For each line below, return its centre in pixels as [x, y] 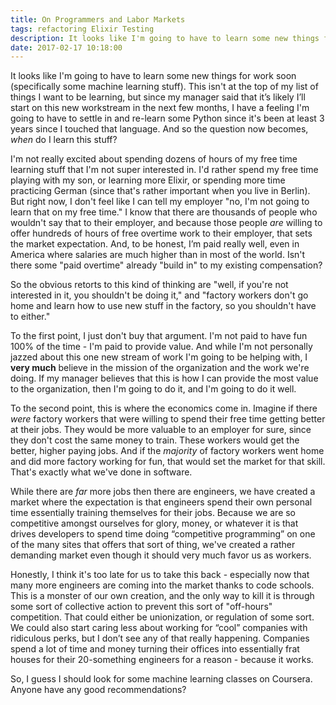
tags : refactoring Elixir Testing [82, 29]
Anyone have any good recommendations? [98, 690]
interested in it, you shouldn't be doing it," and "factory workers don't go [159, 295]
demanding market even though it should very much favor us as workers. [161, 555]
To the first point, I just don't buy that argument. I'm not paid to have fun [159, 336]
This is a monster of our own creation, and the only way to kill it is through [162, 596]
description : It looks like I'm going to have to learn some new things [165, 38]
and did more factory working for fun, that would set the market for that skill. [168, 462]
